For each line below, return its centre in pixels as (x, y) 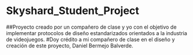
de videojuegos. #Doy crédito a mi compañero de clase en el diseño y (90, 39)
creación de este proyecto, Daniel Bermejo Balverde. (70, 46)
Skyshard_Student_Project (73, 11)
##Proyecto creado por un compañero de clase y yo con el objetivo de (92, 27)
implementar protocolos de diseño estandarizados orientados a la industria (97, 33)
